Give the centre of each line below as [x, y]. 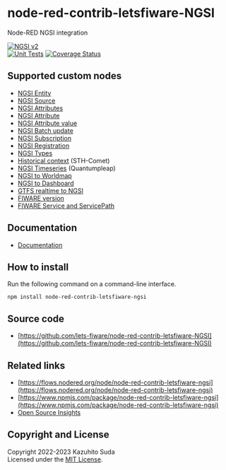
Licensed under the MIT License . [55, 459]
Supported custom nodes [65, 76]
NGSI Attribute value [47, 123]
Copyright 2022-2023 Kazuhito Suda [61, 452]
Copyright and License [58, 435]
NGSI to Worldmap [44, 175]
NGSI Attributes [40, 108]
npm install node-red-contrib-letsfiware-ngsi [77, 297]
